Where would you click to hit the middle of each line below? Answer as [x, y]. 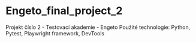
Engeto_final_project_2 [64, 11]
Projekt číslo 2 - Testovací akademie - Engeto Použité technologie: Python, [98, 27]
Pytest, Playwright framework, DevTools [55, 33]
